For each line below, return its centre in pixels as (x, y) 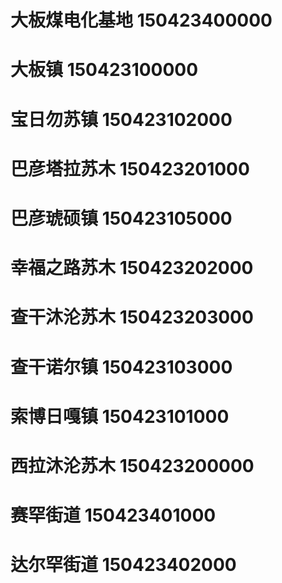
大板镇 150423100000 (104, 70)
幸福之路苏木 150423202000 (132, 268)
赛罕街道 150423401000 (113, 515)
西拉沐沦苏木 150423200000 (132, 465)
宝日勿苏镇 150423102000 (121, 119)
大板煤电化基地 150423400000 (141, 20)
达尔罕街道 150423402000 (123, 565)
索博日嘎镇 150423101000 (120, 416)
